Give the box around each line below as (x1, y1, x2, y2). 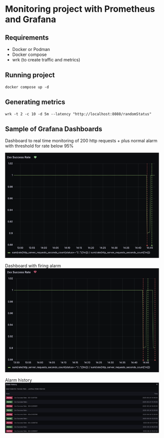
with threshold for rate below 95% (5, 143, 74, 149)
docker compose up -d (5, 84, 49, 89)
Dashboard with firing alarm (5, 262, 61, 268)
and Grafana (5, 14, 56, 25)
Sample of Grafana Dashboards (5, 125, 102, 133)
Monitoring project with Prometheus (5, 3, 155, 15)
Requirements (5, 33, 49, 42)
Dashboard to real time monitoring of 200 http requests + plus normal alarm (5, 138, 158, 144)
